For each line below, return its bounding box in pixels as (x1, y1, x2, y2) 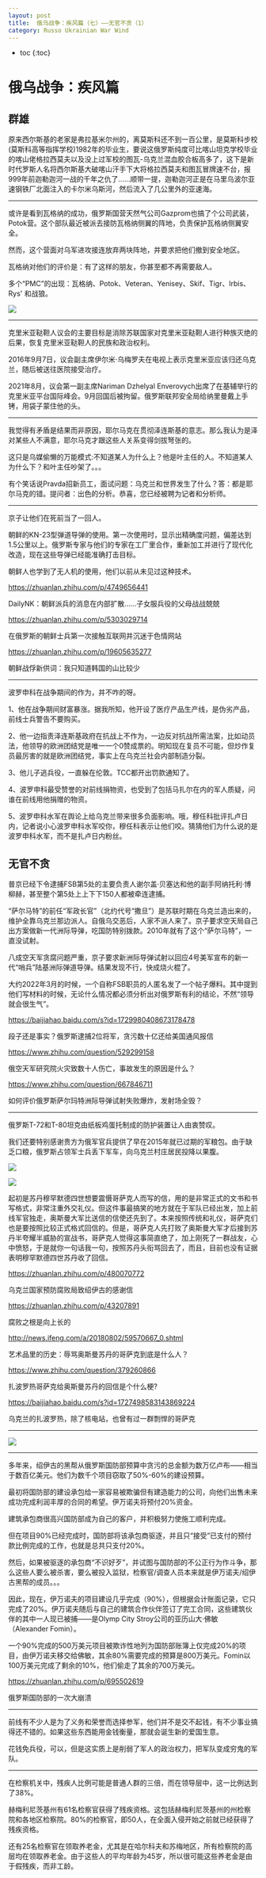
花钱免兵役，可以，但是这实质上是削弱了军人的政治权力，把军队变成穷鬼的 (8, 1744, 251, 1754)
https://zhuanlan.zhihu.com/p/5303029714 (8, 615, 148, 625)
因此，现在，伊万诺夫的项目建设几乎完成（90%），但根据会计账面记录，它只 (8, 1594, 256, 1604)
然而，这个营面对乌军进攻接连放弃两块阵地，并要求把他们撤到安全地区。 (8, 245, 244, 254)
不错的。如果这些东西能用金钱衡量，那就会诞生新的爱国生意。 (21, 1727, 223, 1737)
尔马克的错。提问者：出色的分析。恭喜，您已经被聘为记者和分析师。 (8, 489, 230, 499)
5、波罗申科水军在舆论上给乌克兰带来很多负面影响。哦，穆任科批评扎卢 (8, 812, 241, 821)
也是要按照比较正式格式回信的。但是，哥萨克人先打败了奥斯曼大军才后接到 (8, 1223, 251, 1233)
